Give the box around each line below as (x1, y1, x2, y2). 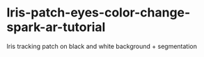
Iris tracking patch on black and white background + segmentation (6, 42, 198, 50)
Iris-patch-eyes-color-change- (6, 5, 191, 21)
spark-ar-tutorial (6, 19, 106, 35)
